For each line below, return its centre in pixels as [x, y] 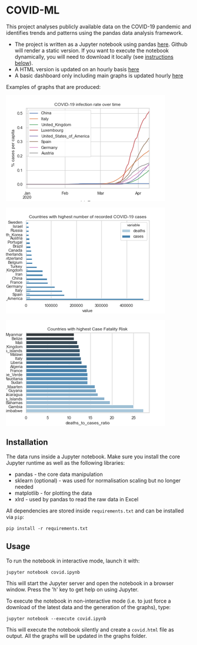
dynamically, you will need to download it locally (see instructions [94, 57]
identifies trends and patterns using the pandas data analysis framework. [95, 32]
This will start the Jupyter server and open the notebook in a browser [90, 583]
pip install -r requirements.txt [47, 528]
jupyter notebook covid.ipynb [43, 572]
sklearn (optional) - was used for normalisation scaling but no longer [98, 480]
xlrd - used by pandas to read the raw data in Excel [76, 499]
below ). [24, 63]
